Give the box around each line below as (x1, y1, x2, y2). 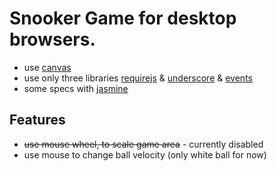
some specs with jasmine (23, 82, 129, 94)
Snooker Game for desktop (9, 7, 237, 30)
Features (9, 112, 66, 129)
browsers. (9, 28, 96, 51)
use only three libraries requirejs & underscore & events (23, 72, 253, 84)
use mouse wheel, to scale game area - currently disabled (23, 138, 264, 150)
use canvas (23, 61, 72, 73)
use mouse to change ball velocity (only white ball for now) (23, 148, 267, 161)
